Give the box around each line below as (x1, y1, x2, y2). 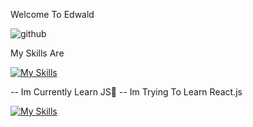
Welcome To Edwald (10, 9, 95, 20)
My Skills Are (10, 47, 65, 59)
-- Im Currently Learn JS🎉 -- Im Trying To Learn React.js (10, 86, 243, 98)
